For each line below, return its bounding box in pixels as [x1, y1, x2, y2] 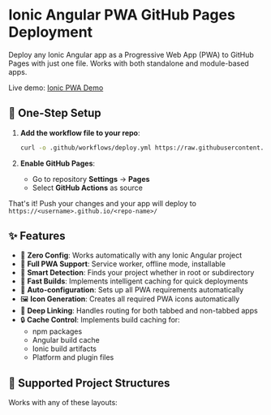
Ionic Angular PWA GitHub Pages [8, 6, 235, 24]
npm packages [32, 326, 83, 336]
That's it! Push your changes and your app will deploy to [8, 198, 197, 208]
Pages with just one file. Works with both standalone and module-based [8, 58, 249, 68]
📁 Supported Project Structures [8, 376, 170, 390]
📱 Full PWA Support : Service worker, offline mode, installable [19, 259, 226, 269]
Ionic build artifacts [32, 344, 97, 354]
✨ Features [8, 229, 66, 243]
